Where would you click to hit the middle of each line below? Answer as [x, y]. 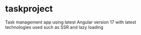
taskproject [29, 9]
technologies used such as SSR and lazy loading [54, 27]
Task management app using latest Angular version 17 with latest [71, 22]
